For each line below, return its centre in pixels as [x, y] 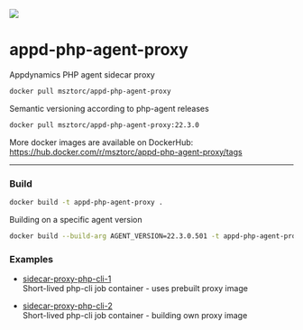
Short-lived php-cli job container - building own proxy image [135, 316]
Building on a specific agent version [76, 219]
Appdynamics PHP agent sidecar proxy [82, 74]
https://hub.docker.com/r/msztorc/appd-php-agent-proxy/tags [126, 151]
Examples [32, 259]
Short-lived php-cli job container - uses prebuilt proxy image [135, 289]
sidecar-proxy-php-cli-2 [67, 306]
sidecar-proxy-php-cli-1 [67, 279]
